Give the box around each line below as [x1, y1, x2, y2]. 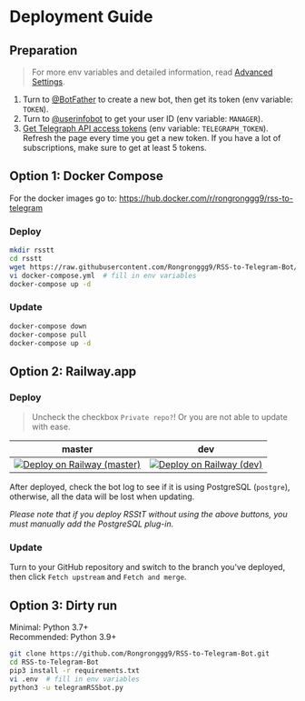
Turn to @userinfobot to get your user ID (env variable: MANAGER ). [22, 114, 263, 124]
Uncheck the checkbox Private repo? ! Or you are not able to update [31, 412, 288, 423]
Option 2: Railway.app [9, 364, 137, 379]
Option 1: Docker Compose [9, 168, 163, 184]
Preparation [9, 43, 78, 58]
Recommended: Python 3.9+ [9, 632, 117, 643]
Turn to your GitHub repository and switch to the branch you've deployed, [9, 562, 286, 573]
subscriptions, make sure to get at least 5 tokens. [22, 143, 207, 153]
